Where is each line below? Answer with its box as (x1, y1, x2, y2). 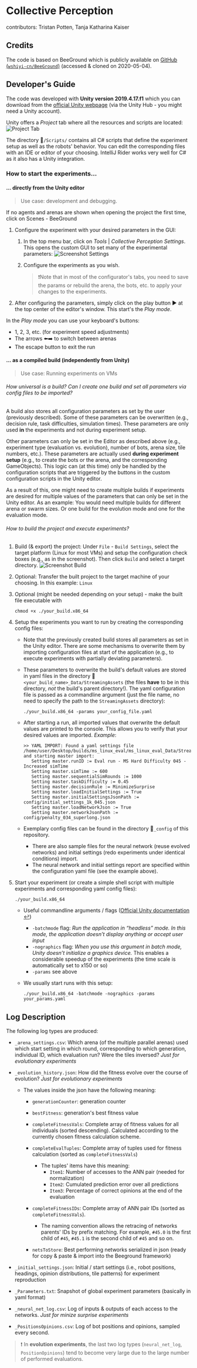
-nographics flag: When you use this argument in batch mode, (32, 943, 182, 950)
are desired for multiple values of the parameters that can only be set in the (6, 493, 189, 500)
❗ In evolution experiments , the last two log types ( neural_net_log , (20, 1341, 182, 1348)
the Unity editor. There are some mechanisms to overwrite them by (23, 643, 185, 650)
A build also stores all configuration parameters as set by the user (6, 408, 165, 415)
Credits (6, 40, 34, 50)
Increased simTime (23, 764, 69, 769)
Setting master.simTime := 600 (31, 769, 108, 775)
